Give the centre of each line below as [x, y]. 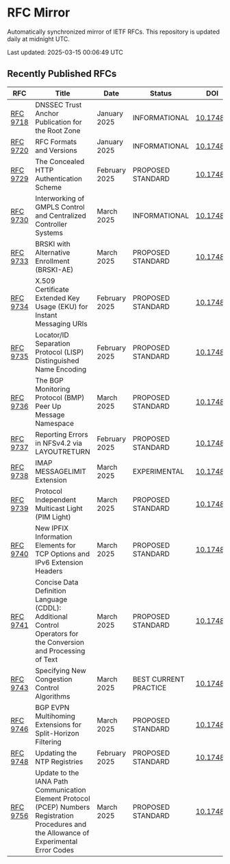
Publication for [59, 122]
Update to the [57, 773]
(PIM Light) [53, 516]
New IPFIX [52, 528]
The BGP [49, 380]
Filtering [48, 742]
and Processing [60, 650]
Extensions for [59, 725]
